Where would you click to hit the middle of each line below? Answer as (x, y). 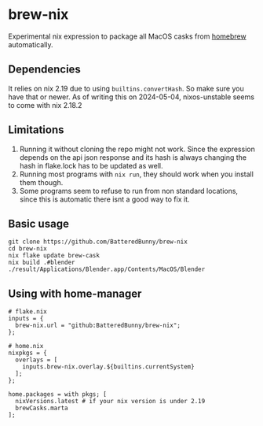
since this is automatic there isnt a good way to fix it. (104, 199)
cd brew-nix (27, 249)
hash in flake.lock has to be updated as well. (91, 165)
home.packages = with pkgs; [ (58, 395)
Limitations (36, 130)
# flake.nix (27, 312)
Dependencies (44, 70)
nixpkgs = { (27, 353)
